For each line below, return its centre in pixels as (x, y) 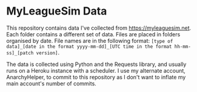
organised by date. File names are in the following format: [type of (90, 41)
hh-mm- (182, 47)
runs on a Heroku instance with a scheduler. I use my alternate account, (96, 70)
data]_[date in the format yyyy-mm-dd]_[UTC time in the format (89, 47)
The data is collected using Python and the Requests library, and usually (96, 64)
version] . (48, 52)
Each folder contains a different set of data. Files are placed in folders (93, 34)
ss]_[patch (20, 53)
